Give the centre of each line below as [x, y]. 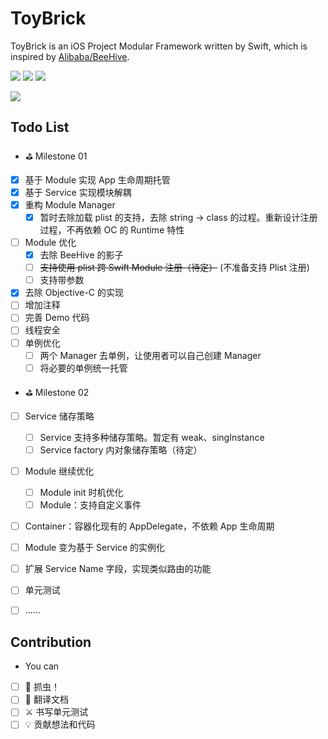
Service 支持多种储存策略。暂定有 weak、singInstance [152, 437]
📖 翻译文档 [46, 699]
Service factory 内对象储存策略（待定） [121, 449]
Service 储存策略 [59, 416]
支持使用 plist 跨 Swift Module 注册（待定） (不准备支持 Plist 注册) [174, 268]
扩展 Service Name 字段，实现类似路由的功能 [118, 569]
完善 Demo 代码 [57, 318]
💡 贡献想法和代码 [60, 724]
